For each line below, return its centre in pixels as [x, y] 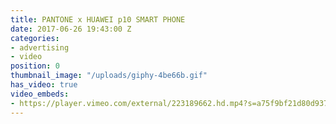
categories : [35, 38]
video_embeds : [40, 94]
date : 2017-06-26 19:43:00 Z [71, 29]
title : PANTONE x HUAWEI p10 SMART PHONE [98, 19]
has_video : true [44, 85]
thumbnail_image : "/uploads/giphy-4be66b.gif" [109, 76]
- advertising [40, 47]
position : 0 [35, 66]
